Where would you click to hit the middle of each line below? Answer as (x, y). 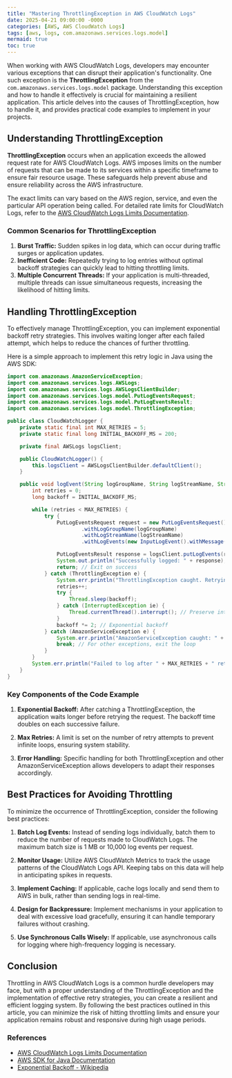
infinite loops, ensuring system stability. (74, 744)
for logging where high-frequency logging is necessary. (96, 944)
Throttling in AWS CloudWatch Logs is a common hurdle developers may (110, 983)
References (27, 1037)
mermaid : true (28, 39)
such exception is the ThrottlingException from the (80, 80)
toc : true (21, 46)
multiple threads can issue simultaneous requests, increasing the (109, 283)
